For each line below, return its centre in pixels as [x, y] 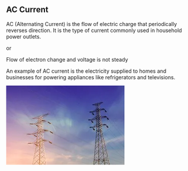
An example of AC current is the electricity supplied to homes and [86, 71]
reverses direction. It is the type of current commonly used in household [94, 30]
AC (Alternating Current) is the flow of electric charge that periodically [92, 24]
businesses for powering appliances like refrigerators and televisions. [91, 77]
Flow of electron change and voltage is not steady [67, 59]
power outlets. [24, 36]
